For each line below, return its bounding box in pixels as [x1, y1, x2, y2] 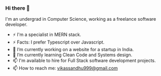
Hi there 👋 [5, 5, 30, 12]
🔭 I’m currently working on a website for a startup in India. [12, 47, 134, 53]
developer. [5, 21, 28, 27]
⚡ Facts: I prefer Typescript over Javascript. [12, 39, 105, 45]
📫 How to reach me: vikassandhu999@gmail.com [12, 65, 118, 71]
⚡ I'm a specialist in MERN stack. [12, 31, 81, 37]
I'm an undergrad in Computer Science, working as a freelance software [5, 16, 156, 22]
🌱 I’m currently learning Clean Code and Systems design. [12, 52, 133, 58]
